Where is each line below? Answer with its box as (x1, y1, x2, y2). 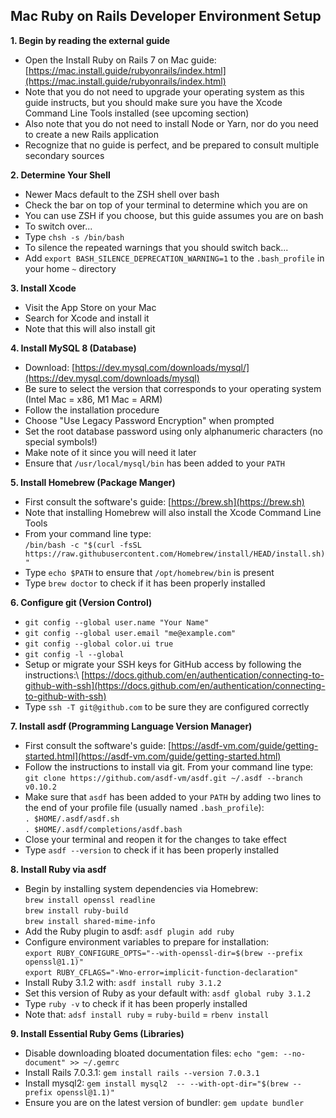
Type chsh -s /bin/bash (24, 230, 125, 243)
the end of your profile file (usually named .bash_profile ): (24, 801, 265, 813)
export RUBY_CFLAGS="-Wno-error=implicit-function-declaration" (24, 967, 299, 978)
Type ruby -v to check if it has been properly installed (24, 997, 248, 1009)
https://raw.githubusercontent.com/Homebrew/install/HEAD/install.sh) (24, 549, 326, 559)
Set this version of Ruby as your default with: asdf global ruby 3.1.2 (24, 987, 312, 999)
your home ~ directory (24, 262, 117, 274)
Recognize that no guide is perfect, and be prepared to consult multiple (24, 139, 320, 151)
